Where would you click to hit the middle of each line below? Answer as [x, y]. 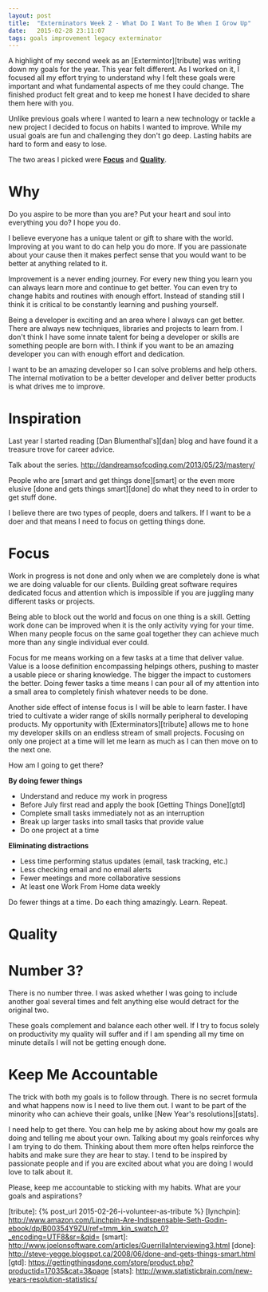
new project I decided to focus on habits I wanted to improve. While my [125, 127]
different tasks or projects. [52, 601]
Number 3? [46, 971]
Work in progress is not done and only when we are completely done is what [134, 576]
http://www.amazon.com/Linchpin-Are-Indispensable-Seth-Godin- [118, 1220]
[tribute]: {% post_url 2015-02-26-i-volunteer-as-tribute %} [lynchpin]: [124, 1211]
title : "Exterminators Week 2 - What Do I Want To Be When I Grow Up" [130, 23]
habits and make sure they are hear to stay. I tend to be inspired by [118, 1155]
